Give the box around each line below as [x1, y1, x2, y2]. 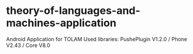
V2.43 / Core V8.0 [6, 42, 51, 49]
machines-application [6, 16, 117, 30]
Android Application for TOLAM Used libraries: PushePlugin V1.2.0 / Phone [6, 35, 188, 42]
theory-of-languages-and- [6, 4, 140, 17]
